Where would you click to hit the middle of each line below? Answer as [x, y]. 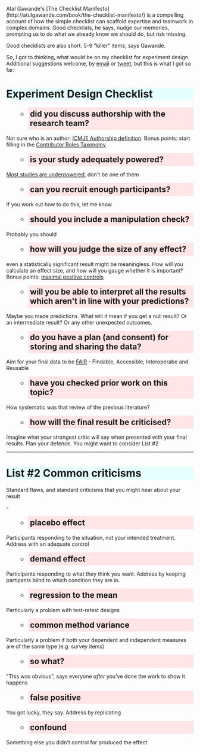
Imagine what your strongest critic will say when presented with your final [97, 437]
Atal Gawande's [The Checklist [44, 9]
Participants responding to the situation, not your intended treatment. [91, 537]
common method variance [79, 625]
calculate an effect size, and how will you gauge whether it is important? [95, 270]
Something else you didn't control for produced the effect [77, 742]
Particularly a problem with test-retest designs [63, 610]
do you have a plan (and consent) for [99, 337]
